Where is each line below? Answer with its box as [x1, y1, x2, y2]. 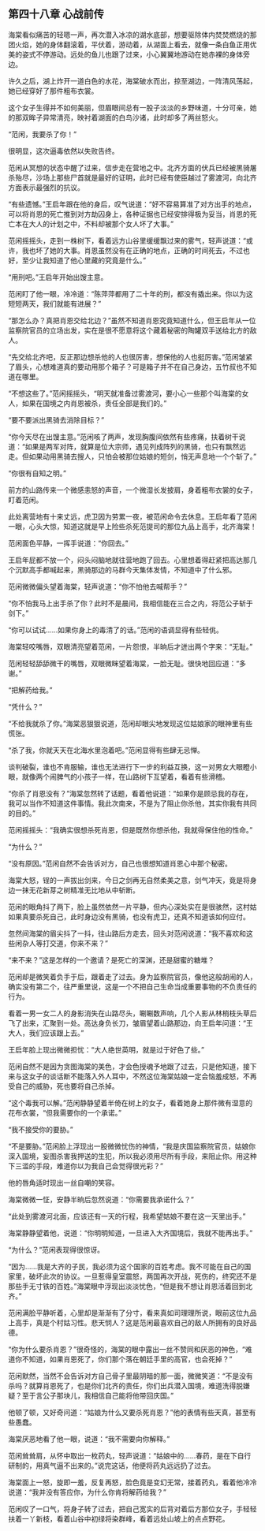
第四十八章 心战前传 [8, 7, 104, 21]
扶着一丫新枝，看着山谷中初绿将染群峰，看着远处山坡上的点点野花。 [8, 1514, 230, 1523]
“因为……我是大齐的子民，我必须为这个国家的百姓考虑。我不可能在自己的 [8, 1261, 244, 1271]
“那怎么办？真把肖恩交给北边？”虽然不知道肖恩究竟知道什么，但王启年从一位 [8, 315, 256, 325]
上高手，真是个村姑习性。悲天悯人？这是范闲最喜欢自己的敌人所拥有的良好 [8, 1317, 250, 1327]
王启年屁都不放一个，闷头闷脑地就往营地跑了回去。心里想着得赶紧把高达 [8, 555, 243, 564]
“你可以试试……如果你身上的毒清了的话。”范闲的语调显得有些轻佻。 [8, 625, 223, 635]
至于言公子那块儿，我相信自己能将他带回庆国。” [21, 1391, 174, 1400]
